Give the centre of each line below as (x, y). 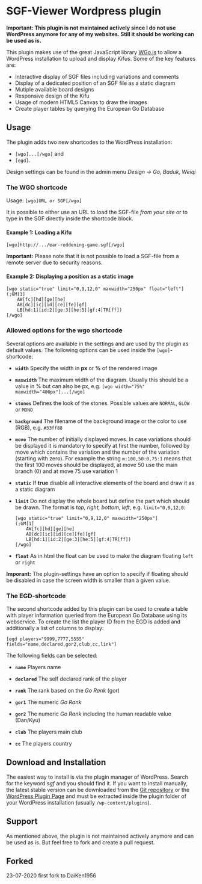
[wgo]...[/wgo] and (39, 153)
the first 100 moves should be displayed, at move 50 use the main (96, 465)
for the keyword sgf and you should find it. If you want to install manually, (97, 783)
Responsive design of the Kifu (52, 96)
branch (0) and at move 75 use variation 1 (66, 471)
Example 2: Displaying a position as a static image (70, 276)
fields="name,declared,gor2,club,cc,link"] (62, 644)
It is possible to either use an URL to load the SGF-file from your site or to (97, 212)
